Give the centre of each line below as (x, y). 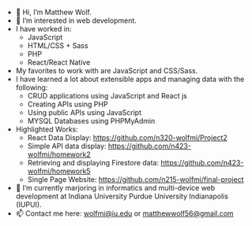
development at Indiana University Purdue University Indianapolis (122, 196)
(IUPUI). (28, 204)
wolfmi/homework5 (59, 171)
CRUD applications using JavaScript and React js (107, 96)
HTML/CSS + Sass (58, 46)
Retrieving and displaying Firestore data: (93, 163)
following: (32, 87)
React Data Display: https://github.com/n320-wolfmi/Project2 (127, 137)
